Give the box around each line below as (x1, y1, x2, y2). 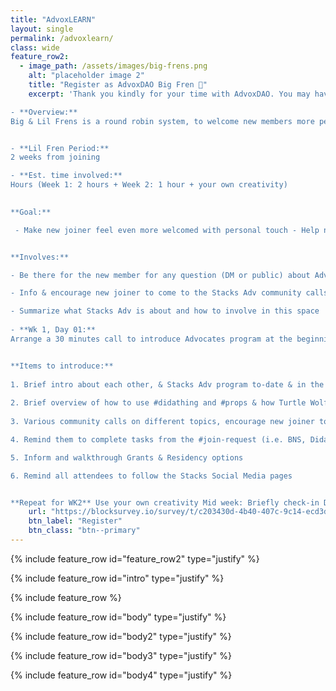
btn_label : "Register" (28, 516, 123, 526)
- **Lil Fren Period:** (10, 143, 110, 153)
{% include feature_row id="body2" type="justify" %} (10, 630, 232, 642)
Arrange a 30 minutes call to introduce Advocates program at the (10, 334, 293, 344)
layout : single (10, 24, 74, 34)
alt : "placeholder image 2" (28, 71, 145, 81)
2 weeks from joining (10, 152, 101, 163)
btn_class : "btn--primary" (28, 526, 141, 536)
